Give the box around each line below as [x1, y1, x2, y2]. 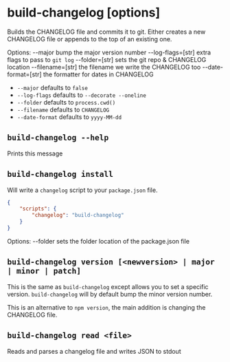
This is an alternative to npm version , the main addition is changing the [7, 303, 206, 311]
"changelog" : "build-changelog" [32, 212, 125, 219]
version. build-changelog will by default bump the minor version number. [7, 290, 213, 298]
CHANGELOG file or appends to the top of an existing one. [7, 34, 172, 43]
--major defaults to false [16, 83, 88, 92]
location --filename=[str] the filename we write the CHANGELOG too [7, 63, 201, 71]
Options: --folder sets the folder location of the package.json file [7, 237, 190, 245]
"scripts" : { [19, 205, 57, 213]
